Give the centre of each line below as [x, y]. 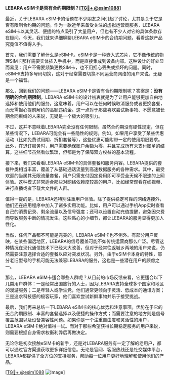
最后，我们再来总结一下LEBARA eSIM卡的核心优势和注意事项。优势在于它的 [84, 307]
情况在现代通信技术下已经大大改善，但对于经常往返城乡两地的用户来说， [85, 248]
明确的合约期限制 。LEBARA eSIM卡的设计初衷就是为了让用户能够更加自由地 [84, 97]
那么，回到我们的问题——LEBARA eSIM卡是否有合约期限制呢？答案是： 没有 [84, 91]
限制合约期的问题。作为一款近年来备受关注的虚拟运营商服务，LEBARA [87, 25]
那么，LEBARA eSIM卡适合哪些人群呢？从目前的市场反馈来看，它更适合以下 [84, 277]
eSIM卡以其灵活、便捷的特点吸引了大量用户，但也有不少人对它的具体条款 [81, 31]
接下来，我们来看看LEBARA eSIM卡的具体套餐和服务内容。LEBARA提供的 [81, 163]
